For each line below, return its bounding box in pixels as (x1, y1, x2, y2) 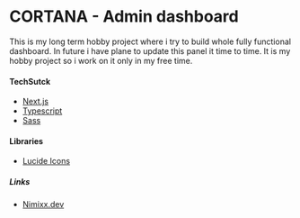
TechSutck (9, 76, 51, 86)
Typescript (22, 105, 63, 116)
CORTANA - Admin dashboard (9, 6, 240, 27)
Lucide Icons (22, 156, 70, 167)
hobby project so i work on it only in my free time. (9, 55, 193, 66)
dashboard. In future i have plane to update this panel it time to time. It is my (9, 45, 291, 56)
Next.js (22, 96, 49, 107)
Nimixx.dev (22, 199, 65, 210)
